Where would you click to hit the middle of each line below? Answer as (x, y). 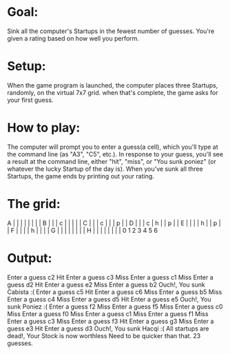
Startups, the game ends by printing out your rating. (81, 176)
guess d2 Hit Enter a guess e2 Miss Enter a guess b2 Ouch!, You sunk (106, 284)
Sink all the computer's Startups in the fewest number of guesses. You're (111, 31)
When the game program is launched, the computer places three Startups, (113, 85)
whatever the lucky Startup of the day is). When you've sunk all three (105, 169)
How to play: (44, 128)
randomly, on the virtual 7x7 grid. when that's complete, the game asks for (113, 92)
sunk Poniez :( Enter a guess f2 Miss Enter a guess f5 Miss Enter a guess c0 (115, 306)
